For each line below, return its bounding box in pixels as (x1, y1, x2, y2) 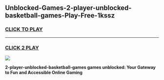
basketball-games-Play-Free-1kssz (5, 12, 115, 20)
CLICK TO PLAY (5, 26, 43, 33)
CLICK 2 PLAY (5, 44, 39, 51)
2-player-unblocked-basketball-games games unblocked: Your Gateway (5, 64, 156, 70)
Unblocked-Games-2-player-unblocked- (5, 4, 132, 12)
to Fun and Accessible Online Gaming (5, 69, 83, 75)
